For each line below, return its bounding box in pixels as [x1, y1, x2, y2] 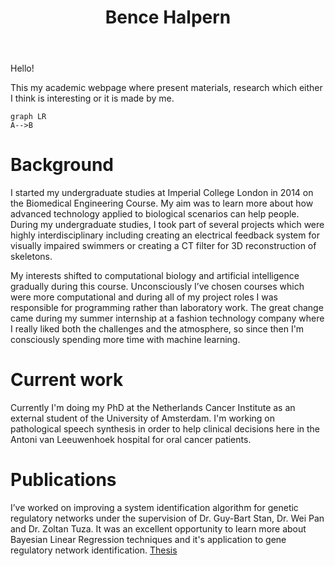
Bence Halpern [104, 6, 232, 29]
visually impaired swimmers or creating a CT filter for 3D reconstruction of [10, 240, 317, 252]
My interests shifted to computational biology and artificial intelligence [10, 270, 300, 282]
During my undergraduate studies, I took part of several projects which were [10, 219, 325, 231]
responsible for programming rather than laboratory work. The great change [10, 302, 324, 314]
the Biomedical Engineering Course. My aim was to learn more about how [10, 197, 314, 210]
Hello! [10, 62, 35, 75]
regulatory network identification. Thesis [10, 544, 178, 556]
